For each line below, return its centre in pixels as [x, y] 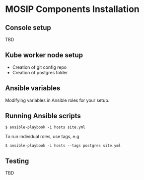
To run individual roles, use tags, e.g [42, 137]
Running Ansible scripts [43, 116]
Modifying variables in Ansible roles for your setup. [57, 100]
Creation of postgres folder [40, 72]
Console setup [28, 28]
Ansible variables [33, 88]
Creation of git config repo [39, 67]
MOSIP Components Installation [72, 9]
